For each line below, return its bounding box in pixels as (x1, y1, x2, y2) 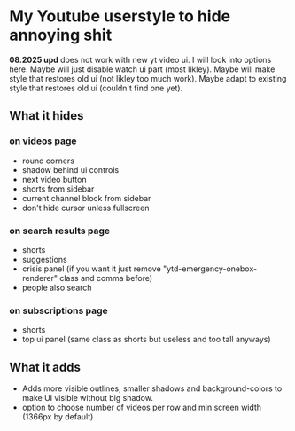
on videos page (9, 135, 77, 147)
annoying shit (9, 25, 113, 45)
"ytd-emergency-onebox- (162, 263, 258, 274)
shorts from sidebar (21, 184, 95, 194)
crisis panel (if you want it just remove (21, 263, 161, 274)
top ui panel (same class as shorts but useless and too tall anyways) (21, 334, 272, 345)
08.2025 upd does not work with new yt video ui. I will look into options (9, 54, 272, 65)
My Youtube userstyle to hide (9, 6, 231, 27)
